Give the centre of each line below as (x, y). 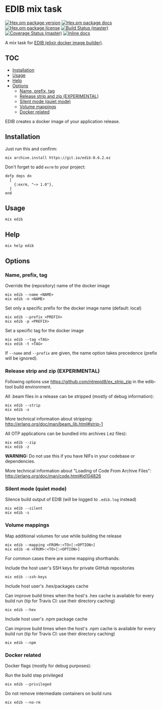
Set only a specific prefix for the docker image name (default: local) (73, 308)
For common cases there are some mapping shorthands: (63, 558)
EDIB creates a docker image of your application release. (63, 121)
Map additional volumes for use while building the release (63, 536)
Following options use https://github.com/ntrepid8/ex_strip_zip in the (75, 382)
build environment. (33, 387)
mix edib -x (17, 410)
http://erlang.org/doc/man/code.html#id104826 (53, 476)
